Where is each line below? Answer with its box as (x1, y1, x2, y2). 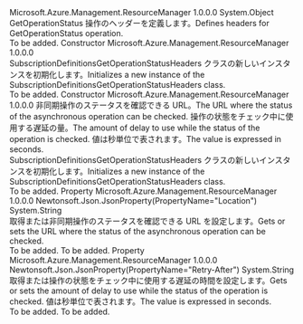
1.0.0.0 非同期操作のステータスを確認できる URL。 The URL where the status (9, 100, 293, 110)
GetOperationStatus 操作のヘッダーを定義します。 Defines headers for (9, 18, 270, 28)
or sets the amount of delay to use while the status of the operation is (9, 285, 269, 296)
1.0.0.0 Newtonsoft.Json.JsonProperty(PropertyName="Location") (9, 195, 258, 205)
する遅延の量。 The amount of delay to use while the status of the (16, 122, 260, 133)
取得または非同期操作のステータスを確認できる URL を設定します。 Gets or (9, 215, 286, 226)
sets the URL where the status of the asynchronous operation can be (9, 226, 267, 236)
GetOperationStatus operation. (9, 28, 124, 38)
